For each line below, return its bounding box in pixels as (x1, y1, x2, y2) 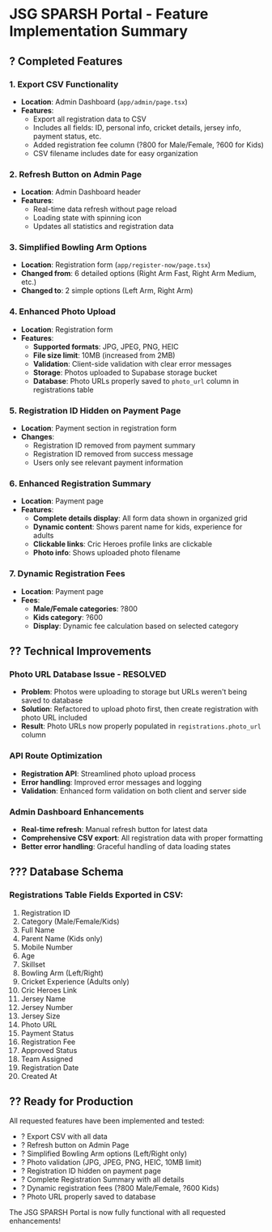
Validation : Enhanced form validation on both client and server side (20, 786, 247, 796)
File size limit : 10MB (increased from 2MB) (32, 350, 176, 360)
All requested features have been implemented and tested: (9, 1116, 205, 1126)
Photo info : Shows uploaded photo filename (32, 548, 181, 558)
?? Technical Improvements (9, 644, 152, 658)
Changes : (20, 432, 55, 442)
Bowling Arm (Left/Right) (20, 968, 104, 978)
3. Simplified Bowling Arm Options (9, 242, 147, 253)
